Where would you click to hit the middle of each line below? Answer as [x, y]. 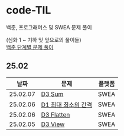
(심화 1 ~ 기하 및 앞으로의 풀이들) [44, 39]
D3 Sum [52, 94]
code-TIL [29, 10]
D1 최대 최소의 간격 [67, 105]
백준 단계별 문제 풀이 [30, 47]
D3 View [53, 124]
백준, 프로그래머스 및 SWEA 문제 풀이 [49, 27]
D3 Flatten [56, 114]
